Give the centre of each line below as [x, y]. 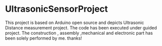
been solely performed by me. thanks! [44, 38]
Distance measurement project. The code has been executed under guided [81, 27]
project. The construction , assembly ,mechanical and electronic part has [79, 33]
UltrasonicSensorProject [56, 9]
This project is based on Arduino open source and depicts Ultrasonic [75, 23]
